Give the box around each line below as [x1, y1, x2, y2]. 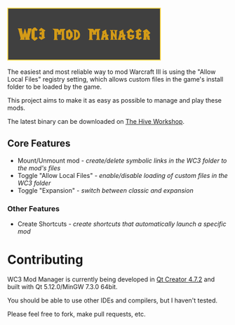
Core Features [7, 138, 71, 150]
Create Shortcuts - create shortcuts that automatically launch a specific [17, 219, 227, 229]
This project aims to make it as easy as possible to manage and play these [7, 96, 222, 104]
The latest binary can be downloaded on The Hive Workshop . [7, 117, 184, 125]
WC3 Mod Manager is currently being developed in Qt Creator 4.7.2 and [7, 275, 215, 283]
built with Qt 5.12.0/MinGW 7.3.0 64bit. [7, 283, 118, 291]
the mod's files [17, 163, 61, 172]
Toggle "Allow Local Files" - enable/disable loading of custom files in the [17, 171, 228, 179]
